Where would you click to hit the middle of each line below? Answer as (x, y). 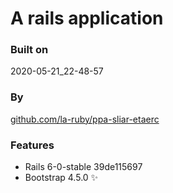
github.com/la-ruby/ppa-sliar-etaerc (85, 119)
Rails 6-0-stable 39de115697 (83, 167)
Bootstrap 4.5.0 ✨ (61, 178)
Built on (29, 50)
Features (32, 145)
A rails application (87, 18)
